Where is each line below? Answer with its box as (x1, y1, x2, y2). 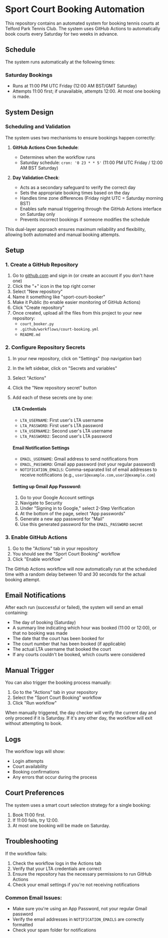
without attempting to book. (5, 721, 63, 727)
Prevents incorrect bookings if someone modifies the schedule (20, 216, 150, 222)
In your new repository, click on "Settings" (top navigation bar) (12, 355, 142, 361)
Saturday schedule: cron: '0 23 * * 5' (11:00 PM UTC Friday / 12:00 (20, 160, 163, 166)
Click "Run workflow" (12, 700, 57, 706)
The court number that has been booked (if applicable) (12, 641, 126, 647)
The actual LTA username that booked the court (12, 646, 111, 652)
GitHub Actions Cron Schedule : (12, 144, 79, 150)
